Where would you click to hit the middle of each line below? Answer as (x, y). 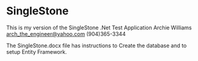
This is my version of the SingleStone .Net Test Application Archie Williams (99, 28)
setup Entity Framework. (37, 51)
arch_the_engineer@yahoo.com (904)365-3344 (66, 33)
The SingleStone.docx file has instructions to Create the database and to (97, 45)
